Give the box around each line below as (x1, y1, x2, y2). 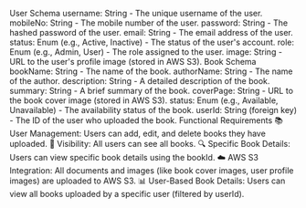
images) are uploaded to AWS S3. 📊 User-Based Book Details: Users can (9, 175, 286, 186)
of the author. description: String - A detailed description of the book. (9, 76, 270, 86)
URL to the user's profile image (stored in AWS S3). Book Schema (9, 57, 257, 67)
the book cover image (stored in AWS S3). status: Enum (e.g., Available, (9, 95, 279, 106)
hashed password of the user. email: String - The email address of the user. (9, 27, 294, 37)
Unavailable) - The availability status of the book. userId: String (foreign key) (9, 105, 298, 115)
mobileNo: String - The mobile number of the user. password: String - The (9, 17, 289, 28)
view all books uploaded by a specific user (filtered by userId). (9, 189, 245, 199)
